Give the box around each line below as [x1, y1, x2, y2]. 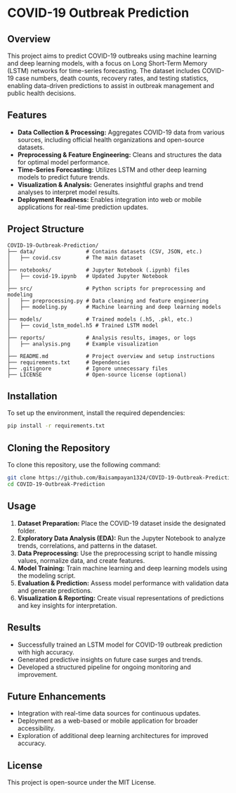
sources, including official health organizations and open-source [17, 135, 205, 144]
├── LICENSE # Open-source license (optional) [7, 371, 188, 378]
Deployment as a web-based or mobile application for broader [17, 716, 198, 725]
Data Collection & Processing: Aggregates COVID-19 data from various [17, 128, 225, 137]
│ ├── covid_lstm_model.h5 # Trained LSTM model [7, 322, 159, 329]
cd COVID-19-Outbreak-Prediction [7, 481, 105, 488]
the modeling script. [17, 571, 76, 580]
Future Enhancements [7, 690, 107, 702]
